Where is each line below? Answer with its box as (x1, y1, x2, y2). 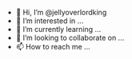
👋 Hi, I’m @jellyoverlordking (15, 8, 107, 17)
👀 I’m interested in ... (15, 16, 84, 26)
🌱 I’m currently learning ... (15, 25, 102, 33)
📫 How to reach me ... (15, 42, 90, 51)
